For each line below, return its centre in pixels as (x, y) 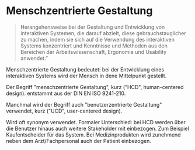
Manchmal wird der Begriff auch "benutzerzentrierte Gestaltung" (84, 104)
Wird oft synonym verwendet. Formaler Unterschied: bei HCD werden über (96, 122)
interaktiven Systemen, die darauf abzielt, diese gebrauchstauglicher (103, 33)
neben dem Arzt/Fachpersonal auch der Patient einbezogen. (79, 141)
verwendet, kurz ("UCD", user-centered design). (64, 111)
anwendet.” (34, 58)
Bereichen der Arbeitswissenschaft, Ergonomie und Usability (93, 52)
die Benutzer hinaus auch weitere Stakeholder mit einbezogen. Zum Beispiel (98, 128)
